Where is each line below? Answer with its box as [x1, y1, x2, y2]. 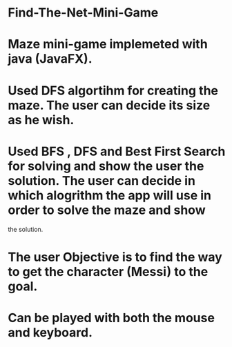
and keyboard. [8, 324, 93, 340]
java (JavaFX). [8, 51, 93, 67]
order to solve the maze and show [8, 202, 206, 218]
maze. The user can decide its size [8, 97, 211, 113]
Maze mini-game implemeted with [8, 37, 208, 52]
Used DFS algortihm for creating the [8, 83, 219, 98]
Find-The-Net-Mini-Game [8, 5, 159, 21]
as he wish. [8, 112, 75, 128]
